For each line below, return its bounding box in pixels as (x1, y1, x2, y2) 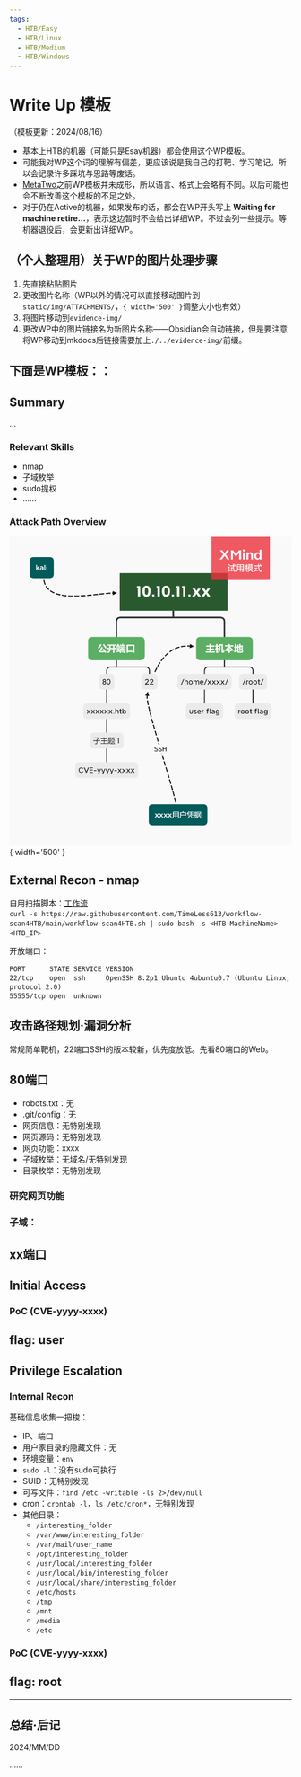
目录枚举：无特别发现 (21, 1165, 101, 1176)
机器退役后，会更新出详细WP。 (21, 225, 138, 235)
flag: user (9, 1332, 64, 1348)
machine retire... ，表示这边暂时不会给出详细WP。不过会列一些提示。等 (21, 213, 287, 224)
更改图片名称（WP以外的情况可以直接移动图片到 (21, 289, 201, 300)
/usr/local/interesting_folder (35, 1559, 153, 1568)
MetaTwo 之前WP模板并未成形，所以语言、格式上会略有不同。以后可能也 (21, 180, 289, 190)
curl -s (9, 909, 39, 918)
